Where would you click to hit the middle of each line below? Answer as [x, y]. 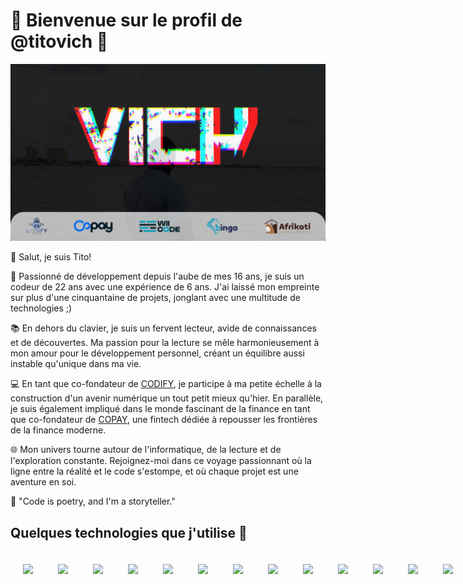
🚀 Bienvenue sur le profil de [126, 20]
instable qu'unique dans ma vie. [76, 364]
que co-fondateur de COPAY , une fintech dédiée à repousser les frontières [164, 420]
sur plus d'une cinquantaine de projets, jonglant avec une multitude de [155, 298]
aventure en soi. [43, 482]
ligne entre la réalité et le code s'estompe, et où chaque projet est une [154, 471]
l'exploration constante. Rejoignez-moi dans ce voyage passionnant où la [161, 461]
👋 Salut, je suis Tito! [51, 257]
